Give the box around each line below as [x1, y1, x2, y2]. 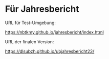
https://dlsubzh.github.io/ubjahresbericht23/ [5, 48, 94, 54]
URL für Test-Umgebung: [5, 20, 56, 26]
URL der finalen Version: [5, 38, 54, 45]
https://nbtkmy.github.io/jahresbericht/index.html [5, 29, 104, 35]
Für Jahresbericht [5, 3, 79, 15]
